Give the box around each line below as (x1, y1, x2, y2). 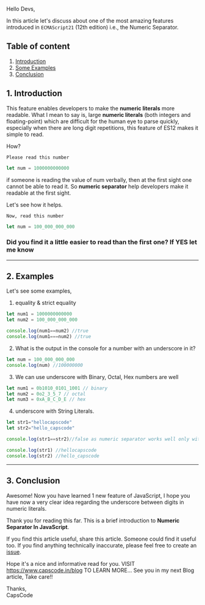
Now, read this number (6, 212, 64, 219)
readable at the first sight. (6, 189, 71, 197)
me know (6, 246, 34, 254)
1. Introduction (6, 88, 62, 99)
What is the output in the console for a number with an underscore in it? (15, 344, 196, 351)
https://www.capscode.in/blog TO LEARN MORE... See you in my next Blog (6, 566, 195, 574)
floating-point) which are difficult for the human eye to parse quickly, (6, 118, 179, 125)
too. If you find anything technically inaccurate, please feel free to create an (6, 541, 197, 549)
